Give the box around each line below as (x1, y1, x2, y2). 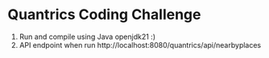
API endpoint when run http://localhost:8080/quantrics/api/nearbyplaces (19, 40, 262, 49)
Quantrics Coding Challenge (7, 6, 201, 24)
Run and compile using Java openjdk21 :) (19, 32, 156, 41)
